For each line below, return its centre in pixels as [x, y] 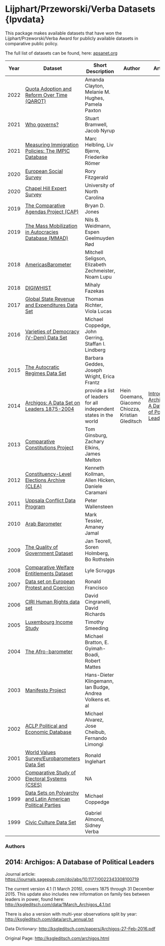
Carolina [95, 198]
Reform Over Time [46, 95]
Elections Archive [45, 480]
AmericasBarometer [48, 264]
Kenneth [95, 468]
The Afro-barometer [49, 651]
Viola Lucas [98, 311]
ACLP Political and [46, 726]
